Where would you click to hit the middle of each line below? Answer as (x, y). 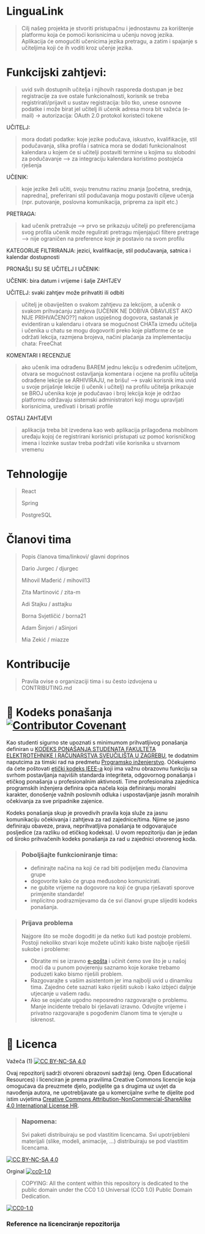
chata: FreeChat (42, 343)
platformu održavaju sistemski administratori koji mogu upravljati (103, 400)
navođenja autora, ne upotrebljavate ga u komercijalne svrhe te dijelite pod (100, 1093)
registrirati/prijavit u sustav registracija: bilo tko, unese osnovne (101, 102)
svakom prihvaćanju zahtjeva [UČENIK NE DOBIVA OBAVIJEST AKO (107, 311)
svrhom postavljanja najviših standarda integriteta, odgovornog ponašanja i (101, 775)
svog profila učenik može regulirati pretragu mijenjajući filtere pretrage (110, 232)
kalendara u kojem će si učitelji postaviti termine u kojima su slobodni (108, 152)
